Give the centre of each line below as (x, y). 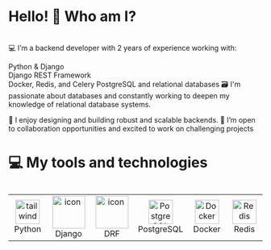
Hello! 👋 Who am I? (73, 17)
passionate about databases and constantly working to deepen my (119, 95)
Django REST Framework (50, 75)
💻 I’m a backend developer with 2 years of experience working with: (123, 48)
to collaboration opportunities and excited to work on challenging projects (131, 128)
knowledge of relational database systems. (80, 104)
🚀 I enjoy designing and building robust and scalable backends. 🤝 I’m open (132, 119)
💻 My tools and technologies (108, 162)
